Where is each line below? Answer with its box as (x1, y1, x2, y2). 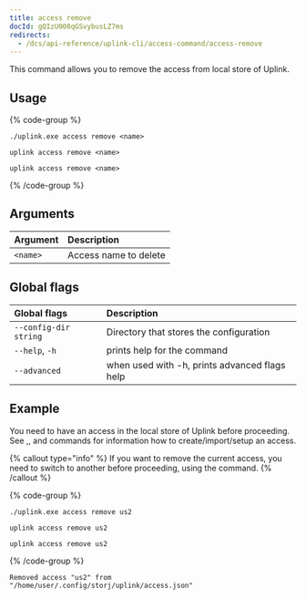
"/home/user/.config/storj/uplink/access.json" (9, 581, 194, 590)
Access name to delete (67, 248, 166, 261)
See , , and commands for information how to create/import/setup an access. (9, 435, 297, 446)
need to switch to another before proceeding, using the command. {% (9, 462, 272, 473)
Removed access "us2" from (9, 573, 112, 582)
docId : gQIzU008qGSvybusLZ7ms (9, 22, 125, 31)
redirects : (9, 30, 51, 39)
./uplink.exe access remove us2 (9, 507, 132, 516)
